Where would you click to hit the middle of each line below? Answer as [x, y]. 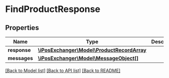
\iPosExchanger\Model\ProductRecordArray [92, 50]
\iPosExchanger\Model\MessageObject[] [88, 58]
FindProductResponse [53, 9]
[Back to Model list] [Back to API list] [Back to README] [63, 70]
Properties [22, 28]
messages [20, 58]
